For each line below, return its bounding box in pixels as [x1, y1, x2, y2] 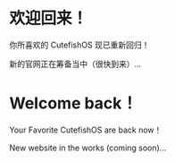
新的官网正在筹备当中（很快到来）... [9, 58, 142, 69]
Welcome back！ [9, 93, 138, 114]
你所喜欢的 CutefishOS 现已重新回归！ [9, 39, 150, 50]
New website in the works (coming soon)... [9, 142, 167, 153]
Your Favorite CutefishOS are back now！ [9, 124, 162, 135]
